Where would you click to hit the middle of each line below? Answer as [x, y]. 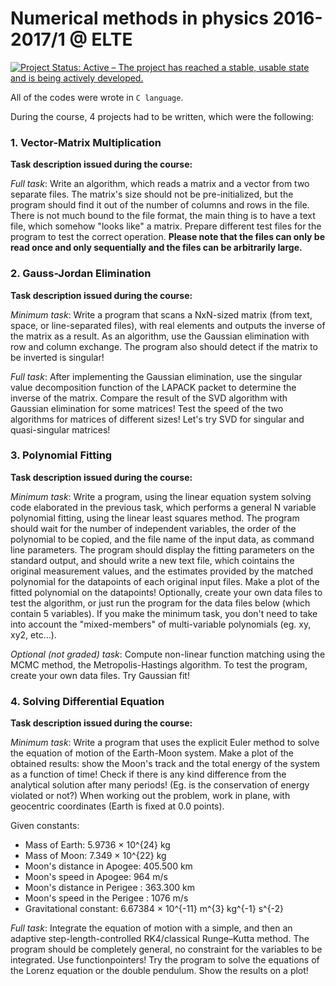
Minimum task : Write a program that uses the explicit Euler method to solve [165, 743]
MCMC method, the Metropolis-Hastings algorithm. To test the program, [159, 664]
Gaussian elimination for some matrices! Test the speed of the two [147, 408]
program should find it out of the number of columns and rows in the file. [160, 205]
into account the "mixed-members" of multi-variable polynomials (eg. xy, [161, 624]
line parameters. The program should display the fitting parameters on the [162, 549]
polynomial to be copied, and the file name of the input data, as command [162, 539]
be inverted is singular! [57, 357]
